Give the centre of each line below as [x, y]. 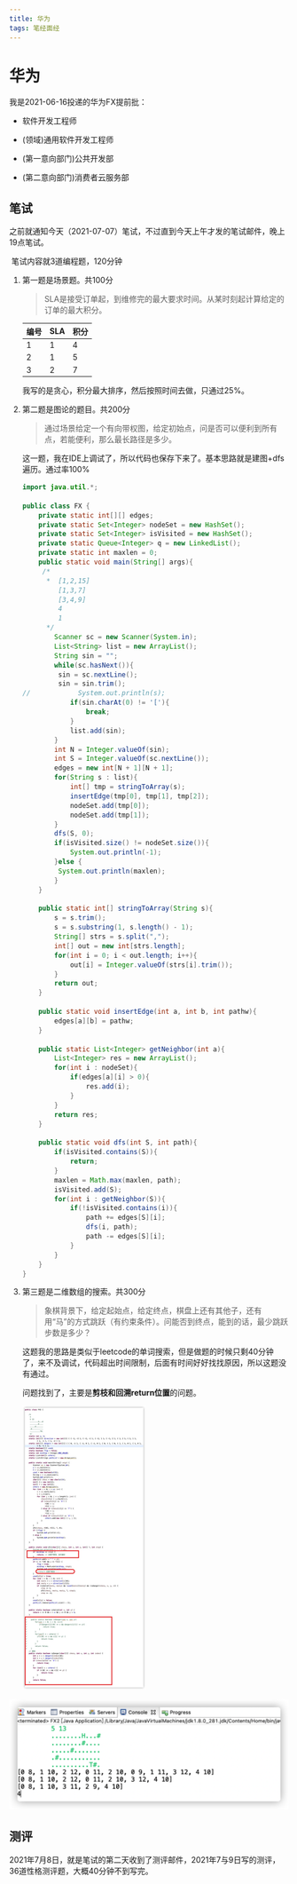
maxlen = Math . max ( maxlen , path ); [118, 1180]
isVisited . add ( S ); [88, 1190]
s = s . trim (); [80, 918]
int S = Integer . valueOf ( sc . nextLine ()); [132, 759]
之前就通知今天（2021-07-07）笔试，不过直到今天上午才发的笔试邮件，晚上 [147, 232]
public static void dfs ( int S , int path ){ [118, 1143]
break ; [98, 712]
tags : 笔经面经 [35, 28]
